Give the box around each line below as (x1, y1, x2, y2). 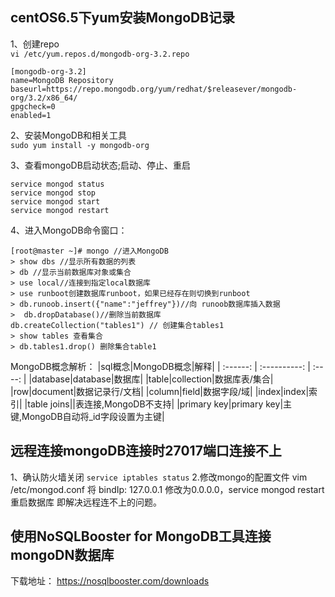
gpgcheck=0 (10, 101, 56, 112)
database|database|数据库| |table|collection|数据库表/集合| (31, 373, 274, 385)
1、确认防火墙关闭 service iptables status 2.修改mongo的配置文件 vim (10, 471, 308, 483)
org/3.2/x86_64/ (10, 93, 78, 103)
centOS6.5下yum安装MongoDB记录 (10, 9, 236, 27)
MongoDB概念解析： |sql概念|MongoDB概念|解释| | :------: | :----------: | (10, 360, 311, 372)
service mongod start (10, 196, 101, 207)
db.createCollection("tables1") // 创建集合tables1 (10, 320, 225, 330)
